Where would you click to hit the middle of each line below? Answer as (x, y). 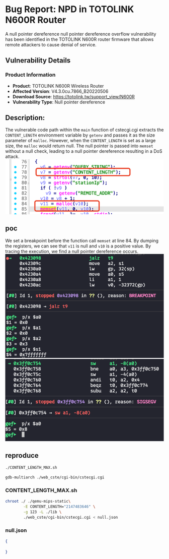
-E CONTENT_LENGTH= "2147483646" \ (59, 507)
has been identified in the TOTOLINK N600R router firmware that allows (79, 39)
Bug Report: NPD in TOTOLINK (70, 9)
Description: (25, 118)
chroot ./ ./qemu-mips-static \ (38, 502)
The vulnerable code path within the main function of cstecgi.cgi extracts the (84, 130)
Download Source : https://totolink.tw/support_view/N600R (73, 96)
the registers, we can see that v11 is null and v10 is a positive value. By (78, 246)
